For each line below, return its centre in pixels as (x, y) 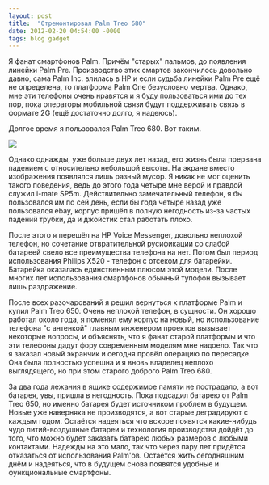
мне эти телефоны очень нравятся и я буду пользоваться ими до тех (128, 96)
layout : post (30, 16)
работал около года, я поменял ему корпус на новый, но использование (134, 319)
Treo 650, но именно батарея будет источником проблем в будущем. (128, 404)
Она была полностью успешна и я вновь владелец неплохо (111, 363)
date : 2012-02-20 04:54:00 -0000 (65, 31)
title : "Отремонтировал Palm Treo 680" (78, 23)
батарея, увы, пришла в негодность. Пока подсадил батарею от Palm (128, 395)
